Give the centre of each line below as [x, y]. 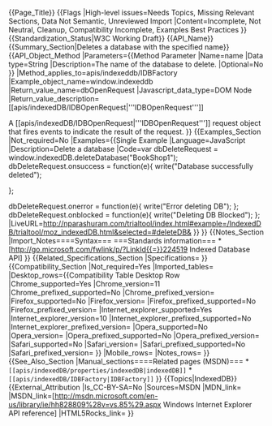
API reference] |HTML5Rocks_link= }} [71, 413]
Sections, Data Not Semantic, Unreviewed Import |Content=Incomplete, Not [135, 21]
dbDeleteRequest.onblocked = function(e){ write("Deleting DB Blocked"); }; [134, 215]
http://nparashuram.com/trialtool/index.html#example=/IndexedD [152, 224]
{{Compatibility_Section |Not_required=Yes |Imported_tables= [111, 267]
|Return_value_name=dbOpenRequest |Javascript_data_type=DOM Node [130, 90]
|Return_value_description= [54, 99]
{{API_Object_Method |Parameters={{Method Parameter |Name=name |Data [136, 56]
